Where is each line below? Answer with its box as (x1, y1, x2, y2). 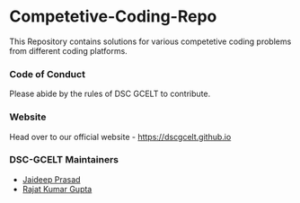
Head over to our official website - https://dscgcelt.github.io (9, 131, 232, 142)
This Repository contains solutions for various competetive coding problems (9, 36, 292, 47)
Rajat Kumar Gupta (22, 183, 93, 194)
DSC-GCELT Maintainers (9, 154, 119, 166)
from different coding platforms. (9, 45, 128, 56)
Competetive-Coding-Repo (9, 6, 217, 27)
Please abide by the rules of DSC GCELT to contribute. (9, 88, 211, 100)
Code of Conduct (9, 67, 85, 80)
